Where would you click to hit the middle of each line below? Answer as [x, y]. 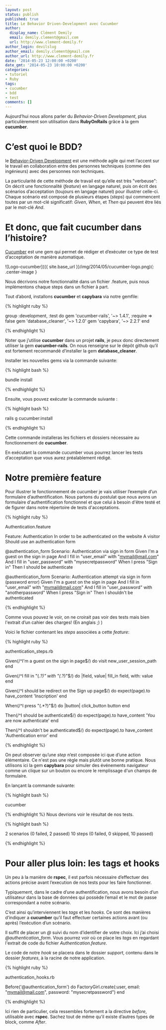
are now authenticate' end [32, 720]
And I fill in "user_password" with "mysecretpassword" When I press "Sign [81, 562]
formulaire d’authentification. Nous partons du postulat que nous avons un [81, 497]
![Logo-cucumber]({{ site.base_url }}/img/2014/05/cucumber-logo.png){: [80, 267]
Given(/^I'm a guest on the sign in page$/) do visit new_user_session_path [81, 661]
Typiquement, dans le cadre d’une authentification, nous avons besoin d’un [82, 892]
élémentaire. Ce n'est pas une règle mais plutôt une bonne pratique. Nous [81, 760]
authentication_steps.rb [29, 651]
